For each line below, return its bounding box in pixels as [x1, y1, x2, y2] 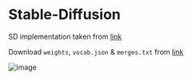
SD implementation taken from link [8, 32, 122, 41]
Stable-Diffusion [8, 6, 122, 24]
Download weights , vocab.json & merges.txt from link [8, 47, 184, 56]
